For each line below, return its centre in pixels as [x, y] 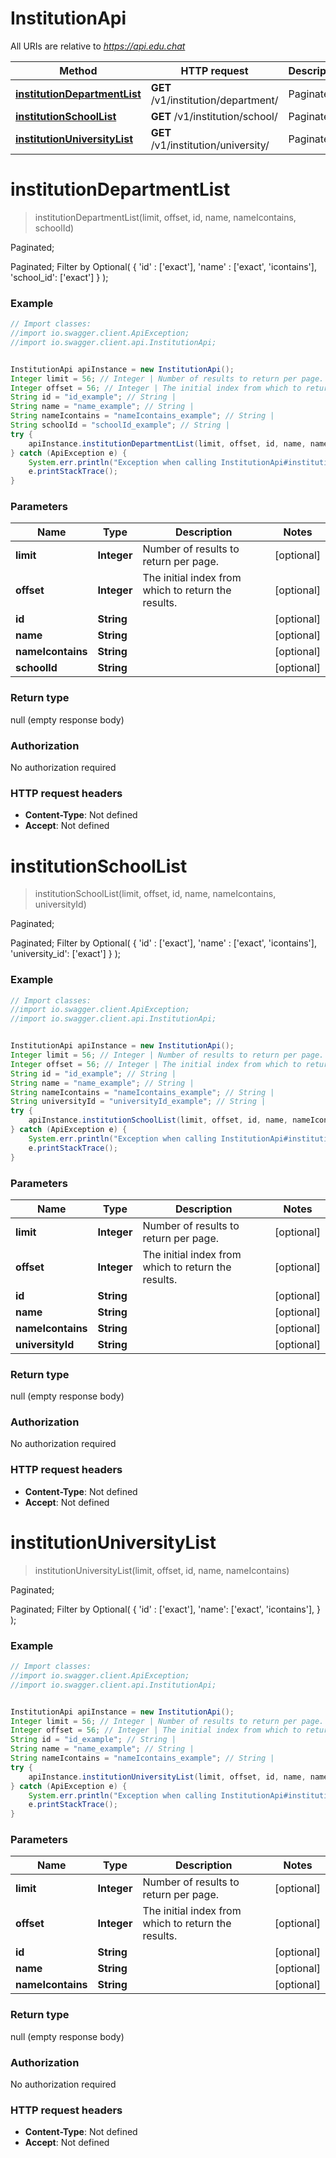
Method [78, 70]
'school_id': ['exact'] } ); [59, 277]
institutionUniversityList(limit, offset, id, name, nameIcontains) [162, 1570]
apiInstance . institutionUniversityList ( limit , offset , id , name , [167, 1777]
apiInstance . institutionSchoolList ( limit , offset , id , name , [158, 1120]
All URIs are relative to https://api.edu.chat [98, 46]
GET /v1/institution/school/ [214, 116]
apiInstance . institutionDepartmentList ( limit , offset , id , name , [167, 443]
